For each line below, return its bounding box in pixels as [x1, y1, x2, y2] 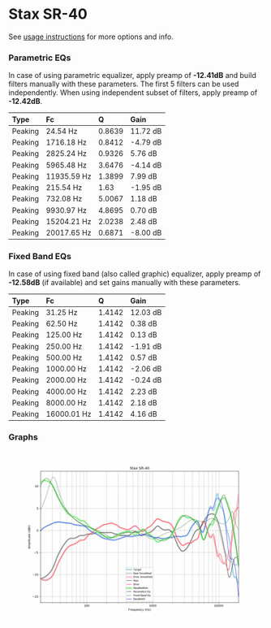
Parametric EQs [8, 52, 71, 63]
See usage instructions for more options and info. [8, 32, 174, 41]
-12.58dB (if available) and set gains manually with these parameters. [8, 278, 241, 288]
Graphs [8, 431, 38, 443]
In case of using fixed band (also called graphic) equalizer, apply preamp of [8, 269, 261, 279]
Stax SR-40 [8, 5, 88, 24]
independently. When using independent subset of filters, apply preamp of [8, 88, 258, 97]
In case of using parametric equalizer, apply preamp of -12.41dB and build [8, 71, 257, 80]
